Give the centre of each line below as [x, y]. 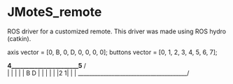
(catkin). [19, 38]
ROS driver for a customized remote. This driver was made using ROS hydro [116, 31]
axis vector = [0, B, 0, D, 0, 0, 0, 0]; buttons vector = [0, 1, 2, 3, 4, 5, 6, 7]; [113, 52]
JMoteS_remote [55, 12]
